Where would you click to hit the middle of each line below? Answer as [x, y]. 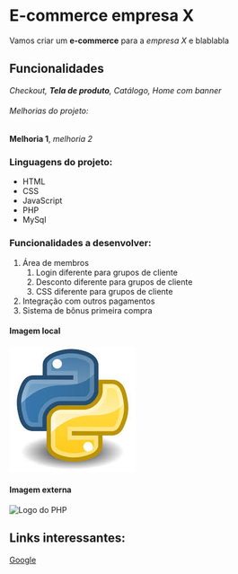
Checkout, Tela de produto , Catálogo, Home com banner [115, 90]
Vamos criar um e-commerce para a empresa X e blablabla [119, 40]
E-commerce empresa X [102, 16]
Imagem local [35, 331]
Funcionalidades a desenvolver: [80, 243]
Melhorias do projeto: [49, 111]
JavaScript [42, 201]
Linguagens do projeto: [61, 162]
